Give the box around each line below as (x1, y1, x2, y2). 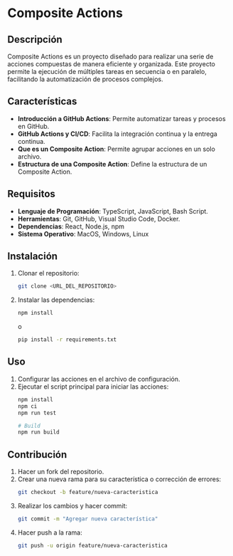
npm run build (17, 429, 60, 436)
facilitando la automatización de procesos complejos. (7, 75, 163, 83)
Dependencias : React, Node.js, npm (17, 222, 125, 231)
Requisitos (7, 188, 55, 200)
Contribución (7, 449, 67, 461)
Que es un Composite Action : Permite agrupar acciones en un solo (17, 145, 215, 153)
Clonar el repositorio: (17, 269, 80, 278)
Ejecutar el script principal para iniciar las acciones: (17, 382, 169, 391)
